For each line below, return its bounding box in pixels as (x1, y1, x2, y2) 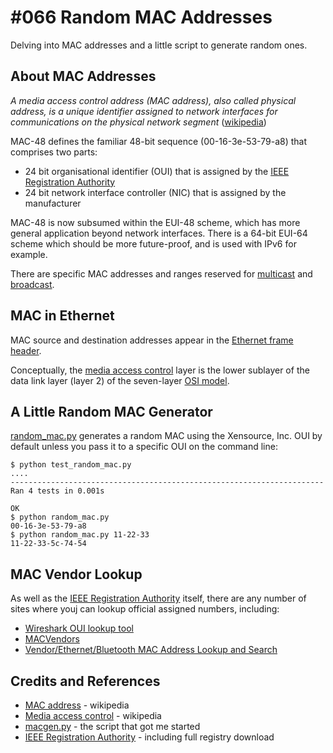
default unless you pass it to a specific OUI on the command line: (10, 441, 278, 453)
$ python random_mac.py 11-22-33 (10, 530, 150, 540)
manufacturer (24, 197, 82, 209)
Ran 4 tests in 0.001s (10, 486, 105, 496)
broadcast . (10, 278, 55, 290)
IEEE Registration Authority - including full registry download (24, 731, 275, 743)
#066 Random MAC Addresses (10, 6, 273, 29)
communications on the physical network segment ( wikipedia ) (10, 116, 267, 128)
